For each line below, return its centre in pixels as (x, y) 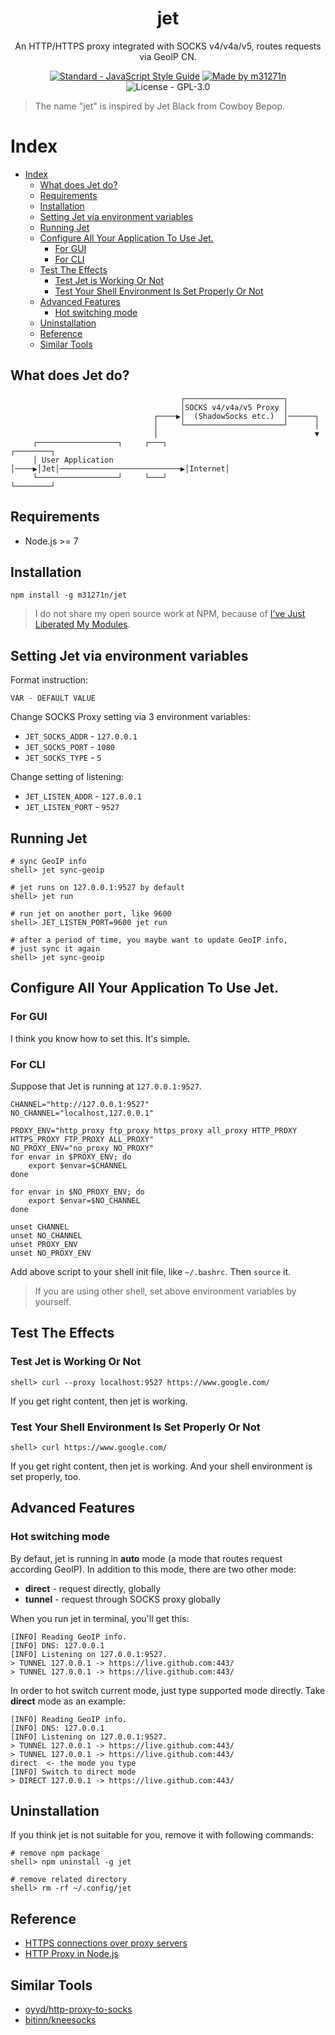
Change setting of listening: (67, 777)
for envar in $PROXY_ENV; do (71, 1157)
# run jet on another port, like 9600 (91, 913)
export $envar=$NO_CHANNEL (84, 1200)
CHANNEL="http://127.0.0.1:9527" (80, 1104)
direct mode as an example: (68, 1701)
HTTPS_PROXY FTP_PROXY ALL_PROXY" (82, 1139)
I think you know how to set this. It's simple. (100, 1038)
